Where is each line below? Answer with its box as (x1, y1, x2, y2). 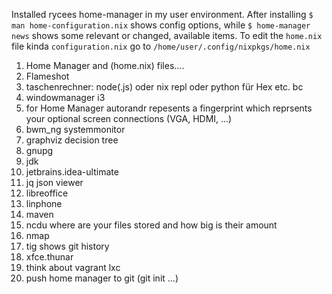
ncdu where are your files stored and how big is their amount (25, 219, 278, 231)
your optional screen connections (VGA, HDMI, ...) (25, 113, 233, 124)
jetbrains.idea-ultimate (25, 166, 119, 178)
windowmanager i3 (25, 92, 106, 103)
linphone (25, 198, 63, 209)
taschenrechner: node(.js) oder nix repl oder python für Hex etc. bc (25, 81, 304, 93)
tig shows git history (25, 240, 110, 252)
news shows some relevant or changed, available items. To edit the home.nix (11, 30, 323, 41)
